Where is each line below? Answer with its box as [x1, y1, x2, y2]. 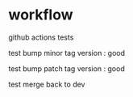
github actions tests [8, 32, 74, 42]
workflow [8, 6, 73, 24]
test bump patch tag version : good [8, 63, 125, 74]
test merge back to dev [8, 79, 85, 89]
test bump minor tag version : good [8, 48, 126, 57]
